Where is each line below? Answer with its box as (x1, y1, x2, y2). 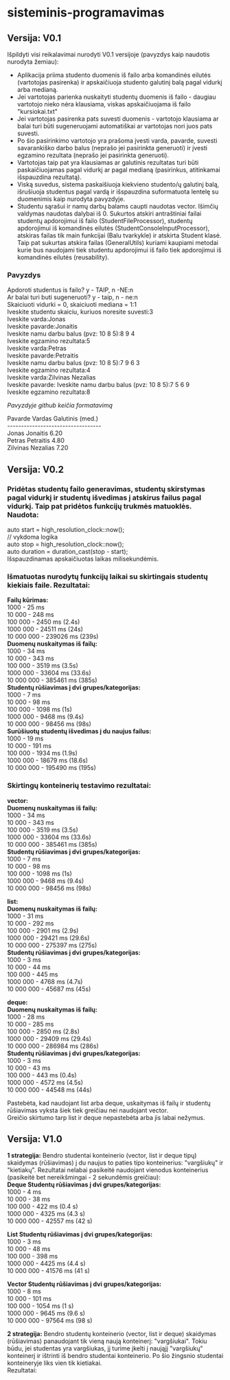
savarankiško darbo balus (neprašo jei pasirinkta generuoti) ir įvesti (16, 144, 208, 152)
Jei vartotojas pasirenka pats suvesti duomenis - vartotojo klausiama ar (16, 115, 219, 123)
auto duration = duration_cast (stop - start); (7, 547, 128, 555)
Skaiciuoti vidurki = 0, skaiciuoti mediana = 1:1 (7, 301, 137, 309)
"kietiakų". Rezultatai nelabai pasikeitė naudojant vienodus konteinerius (7, 1166, 209, 1174)
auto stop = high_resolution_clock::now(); (7, 540, 124, 548)
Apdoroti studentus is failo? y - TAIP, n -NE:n (7, 286, 134, 294)
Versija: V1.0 (7, 1133, 63, 1145)
